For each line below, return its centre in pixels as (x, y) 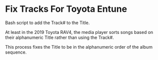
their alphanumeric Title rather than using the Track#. (59, 37)
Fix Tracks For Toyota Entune (66, 9)
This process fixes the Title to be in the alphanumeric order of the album (79, 47)
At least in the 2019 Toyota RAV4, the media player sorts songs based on (79, 32)
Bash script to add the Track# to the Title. (48, 23)
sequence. (16, 52)
